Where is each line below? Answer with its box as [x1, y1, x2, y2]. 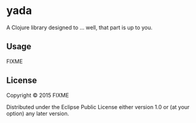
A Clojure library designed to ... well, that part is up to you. [6, 24, 153, 31]
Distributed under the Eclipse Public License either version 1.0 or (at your [6, 103, 190, 110]
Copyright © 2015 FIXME [6, 91, 69, 99]
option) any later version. [6, 110, 69, 117]
